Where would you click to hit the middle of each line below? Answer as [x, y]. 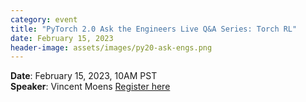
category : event [44, 19]
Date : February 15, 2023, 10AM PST [84, 76]
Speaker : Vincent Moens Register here [90, 87]
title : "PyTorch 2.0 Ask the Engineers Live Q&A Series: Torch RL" [154, 29]
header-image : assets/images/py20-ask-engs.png [111, 47]
